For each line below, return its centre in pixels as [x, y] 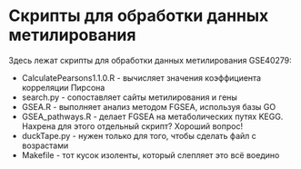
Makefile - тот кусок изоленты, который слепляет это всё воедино [150, 154]
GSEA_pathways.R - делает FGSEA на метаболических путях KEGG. [152, 116]
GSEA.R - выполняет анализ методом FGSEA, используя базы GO [149, 106]
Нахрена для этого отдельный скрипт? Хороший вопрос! [132, 126]
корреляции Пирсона [63, 87]
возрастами [45, 145]
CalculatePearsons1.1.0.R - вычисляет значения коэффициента [141, 77]
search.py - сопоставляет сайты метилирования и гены [130, 97]
